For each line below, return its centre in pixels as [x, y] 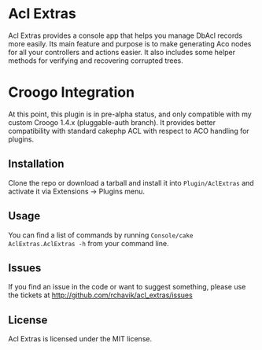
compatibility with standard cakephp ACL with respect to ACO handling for [129, 131]
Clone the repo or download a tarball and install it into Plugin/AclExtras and [131, 182]
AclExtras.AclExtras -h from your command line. [89, 243]
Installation [36, 164]
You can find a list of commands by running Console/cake [101, 235]
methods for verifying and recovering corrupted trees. [96, 61]
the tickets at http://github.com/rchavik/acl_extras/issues [100, 295]
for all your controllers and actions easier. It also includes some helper [122, 52]
